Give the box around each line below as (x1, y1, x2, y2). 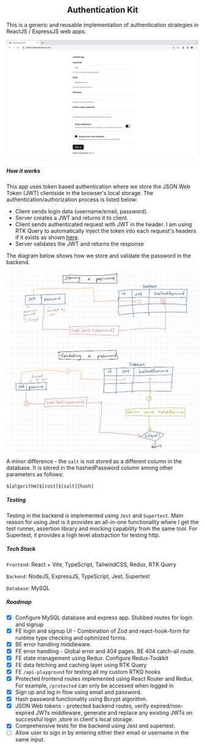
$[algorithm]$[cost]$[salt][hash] (6, 483, 95, 489)
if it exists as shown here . (15, 234, 79, 241)
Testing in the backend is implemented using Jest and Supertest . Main (6, 512, 184, 519)
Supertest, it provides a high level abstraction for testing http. (6, 531, 160, 539)
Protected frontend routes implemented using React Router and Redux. (15, 675, 194, 682)
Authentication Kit (67, 5, 138, 15)
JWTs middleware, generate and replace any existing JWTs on (35, 709, 193, 717)
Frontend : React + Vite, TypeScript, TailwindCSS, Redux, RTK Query (6, 561, 177, 568)
